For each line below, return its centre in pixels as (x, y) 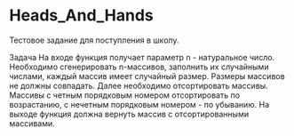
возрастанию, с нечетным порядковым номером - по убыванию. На (139, 104)
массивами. (32, 123)
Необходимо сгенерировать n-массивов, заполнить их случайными (139, 67)
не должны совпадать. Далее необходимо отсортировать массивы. (139, 85)
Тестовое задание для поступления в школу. (94, 40)
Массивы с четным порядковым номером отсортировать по (125, 95)
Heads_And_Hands (81, 16)
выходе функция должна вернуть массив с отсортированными (129, 114)
